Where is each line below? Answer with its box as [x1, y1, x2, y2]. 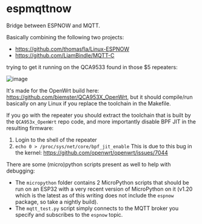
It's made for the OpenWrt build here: [6, 87, 99, 94]
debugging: [6, 167, 35, 174]
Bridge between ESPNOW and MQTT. [6, 22, 101, 29]
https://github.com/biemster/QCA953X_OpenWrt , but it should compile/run [6, 93, 193, 100]
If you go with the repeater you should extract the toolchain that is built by [6, 111, 191, 119]
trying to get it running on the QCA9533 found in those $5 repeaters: [6, 63, 178, 71]
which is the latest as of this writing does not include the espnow [15, 191, 174, 199]
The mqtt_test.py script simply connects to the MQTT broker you [15, 205, 179, 212]
